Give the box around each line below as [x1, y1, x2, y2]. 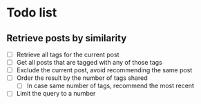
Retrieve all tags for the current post [16, 50, 119, 59]
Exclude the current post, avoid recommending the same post [16, 66, 193, 74]
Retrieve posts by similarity [6, 32, 127, 44]
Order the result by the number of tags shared [16, 74, 148, 82]
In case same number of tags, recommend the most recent [26, 81, 195, 90]
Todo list [6, 5, 57, 21]
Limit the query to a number [16, 90, 96, 98]
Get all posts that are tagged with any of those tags [16, 59, 163, 67]
